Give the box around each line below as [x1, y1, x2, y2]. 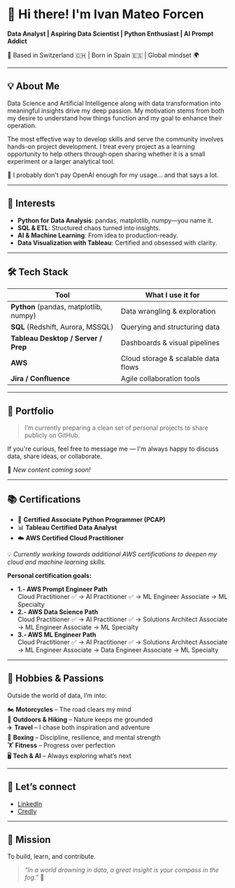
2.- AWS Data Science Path [17, 608, 99, 616]
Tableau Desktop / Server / [10, 334, 103, 344]
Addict [7, 36, 27, 45]
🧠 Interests [7, 197, 56, 209]
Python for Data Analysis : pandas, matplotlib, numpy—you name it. [17, 216, 213, 225]
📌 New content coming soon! [7, 465, 91, 474]
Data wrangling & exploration [120, 306, 216, 316]
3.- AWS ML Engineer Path [17, 630, 97, 639]
